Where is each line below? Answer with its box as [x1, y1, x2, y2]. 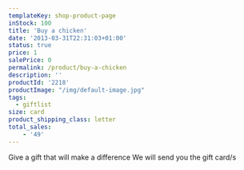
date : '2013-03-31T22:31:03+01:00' [8, 34, 127, 42]
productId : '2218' [8, 78, 70, 86]
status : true [8, 42, 52, 49]
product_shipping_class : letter [8, 116, 116, 124]
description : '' [8, 71, 62, 79]
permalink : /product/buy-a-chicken [8, 64, 127, 72]
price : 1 [8, 49, 38, 57]
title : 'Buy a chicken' [8, 26, 88, 34]
